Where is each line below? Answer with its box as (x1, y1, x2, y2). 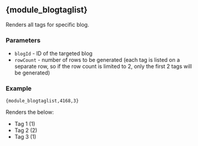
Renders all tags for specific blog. (5, 21, 89, 28)
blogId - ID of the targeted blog (14, 50, 93, 57)
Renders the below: (5, 108, 54, 116)
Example (5, 84, 32, 93)
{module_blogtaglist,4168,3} (5, 98, 79, 104)
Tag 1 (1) (14, 121, 36, 128)
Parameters (5, 36, 40, 44)
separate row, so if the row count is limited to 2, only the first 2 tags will (14, 63, 193, 70)
